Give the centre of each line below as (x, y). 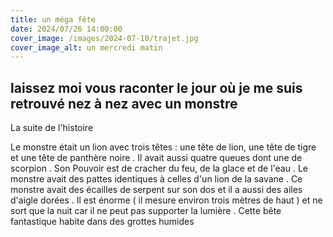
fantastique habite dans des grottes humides (102, 222)
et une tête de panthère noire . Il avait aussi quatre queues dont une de (156, 158)
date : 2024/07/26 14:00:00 (66, 29)
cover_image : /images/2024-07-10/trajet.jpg (104, 38)
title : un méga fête (53, 19)
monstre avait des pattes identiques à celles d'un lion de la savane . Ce (156, 179)
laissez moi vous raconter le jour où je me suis (156, 87)
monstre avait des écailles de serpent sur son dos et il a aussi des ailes (156, 190)
